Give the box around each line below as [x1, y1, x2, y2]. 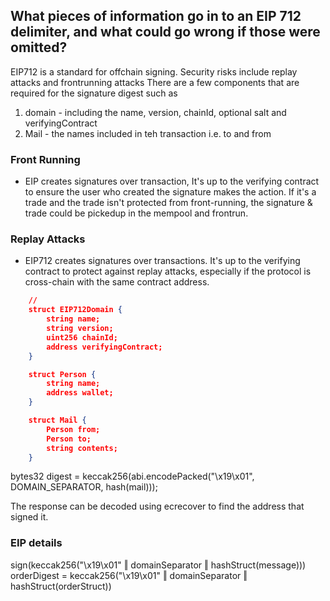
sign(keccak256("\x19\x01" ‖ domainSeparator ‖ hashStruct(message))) [10, 559, 307, 571]
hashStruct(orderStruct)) [10, 580, 112, 592]
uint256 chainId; [46, 332, 118, 343]
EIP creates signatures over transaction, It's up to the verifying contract [24, 175, 320, 188]
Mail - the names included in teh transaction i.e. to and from [24, 127, 272, 139]
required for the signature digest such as [10, 87, 178, 99]
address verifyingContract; [46, 342, 163, 352]
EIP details [10, 536, 63, 550]
